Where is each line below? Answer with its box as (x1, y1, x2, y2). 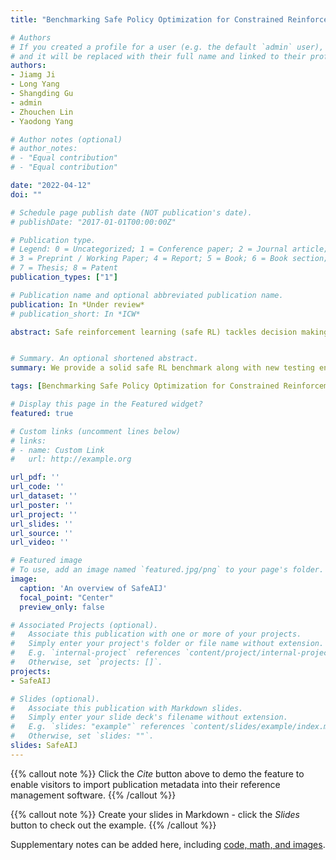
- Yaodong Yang (10, 116, 74, 126)
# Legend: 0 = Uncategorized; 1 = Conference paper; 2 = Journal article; (10, 244, 329, 255)
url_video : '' (10, 537, 70, 548)
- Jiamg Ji (10, 70, 56, 80)
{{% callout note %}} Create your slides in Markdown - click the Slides (10, 808, 300, 820)
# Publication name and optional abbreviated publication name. (10, 290, 284, 300)
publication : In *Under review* (10, 299, 145, 310)
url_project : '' (10, 509, 78, 520)
